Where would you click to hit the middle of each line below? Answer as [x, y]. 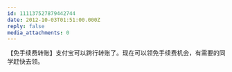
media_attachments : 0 [38, 33]
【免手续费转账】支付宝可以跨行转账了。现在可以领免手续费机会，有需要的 [113, 53]
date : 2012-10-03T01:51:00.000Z [54, 20]
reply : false [26, 26]
